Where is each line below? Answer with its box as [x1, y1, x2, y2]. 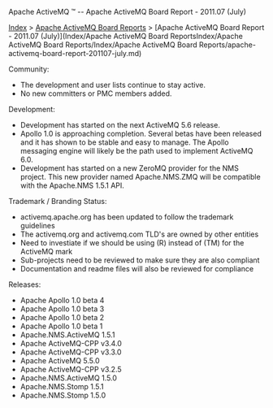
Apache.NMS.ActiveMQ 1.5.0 [19, 373, 118, 383]
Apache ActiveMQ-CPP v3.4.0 [19, 339, 122, 348]
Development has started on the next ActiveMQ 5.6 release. [19, 120, 221, 129]
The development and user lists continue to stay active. [19, 80, 206, 89]
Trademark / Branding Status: [8, 197, 107, 206]
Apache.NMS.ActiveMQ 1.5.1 [19, 330, 115, 340]
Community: [8, 64, 50, 74]
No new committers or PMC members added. [19, 89, 172, 98]
